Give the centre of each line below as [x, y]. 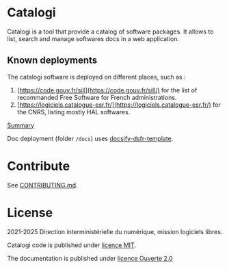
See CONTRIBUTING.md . [42, 185]
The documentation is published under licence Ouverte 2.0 [90, 258]
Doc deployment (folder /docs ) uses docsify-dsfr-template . [90, 138]
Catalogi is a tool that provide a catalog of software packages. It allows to [110, 31]
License [30, 213]
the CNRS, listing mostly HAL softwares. [73, 112]
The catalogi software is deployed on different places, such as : [96, 77]
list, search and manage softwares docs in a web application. [93, 38]
